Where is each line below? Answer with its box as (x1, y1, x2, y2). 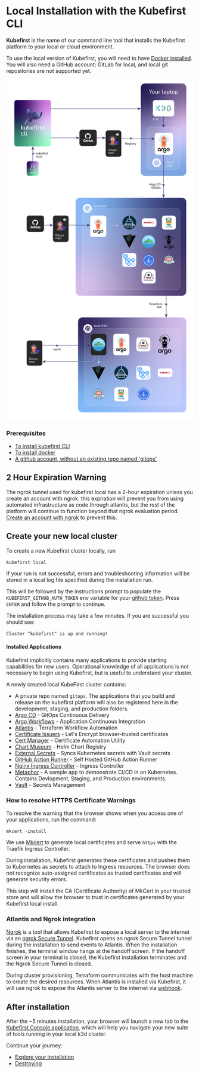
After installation (6, 1002, 70, 1012)
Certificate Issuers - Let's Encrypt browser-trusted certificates (14, 730, 169, 737)
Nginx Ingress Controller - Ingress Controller (14, 762, 124, 769)
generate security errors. (6, 876, 67, 883)
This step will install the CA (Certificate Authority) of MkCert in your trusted (6, 887, 191, 894)
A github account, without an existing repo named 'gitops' (14, 455, 157, 462)
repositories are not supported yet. (6, 67, 92, 74)
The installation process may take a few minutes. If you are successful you (6, 612, 189, 619)
